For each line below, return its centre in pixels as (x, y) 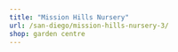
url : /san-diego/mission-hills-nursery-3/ (89, 26)
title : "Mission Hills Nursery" (69, 17)
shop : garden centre (48, 33)
